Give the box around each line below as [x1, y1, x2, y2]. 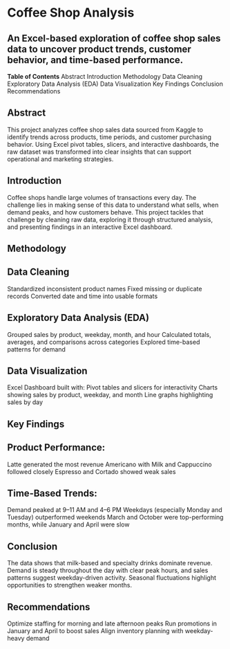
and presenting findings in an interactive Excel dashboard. [7, 223, 173, 231]
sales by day [7, 398, 44, 406]
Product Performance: [7, 441, 106, 454]
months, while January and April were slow [7, 520, 130, 529]
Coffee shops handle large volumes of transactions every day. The [7, 193, 197, 201]
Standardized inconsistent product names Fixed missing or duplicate [7, 284, 202, 293]
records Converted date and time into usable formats [7, 292, 158, 300]
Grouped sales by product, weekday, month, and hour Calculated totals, [7, 330, 212, 338]
